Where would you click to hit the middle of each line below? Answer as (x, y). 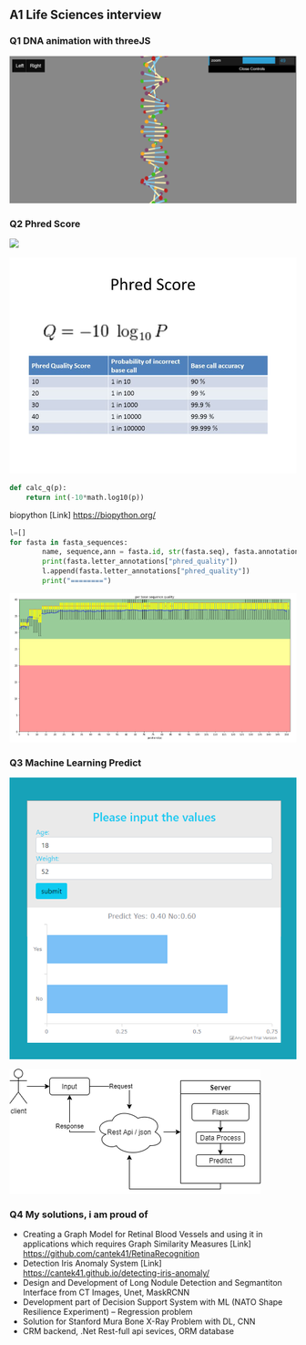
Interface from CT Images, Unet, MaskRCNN (106, 1293)
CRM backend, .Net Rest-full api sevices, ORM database (128, 1331)
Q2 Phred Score (45, 224)
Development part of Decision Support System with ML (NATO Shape (153, 1302)
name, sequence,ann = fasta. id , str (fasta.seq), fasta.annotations (173, 552)
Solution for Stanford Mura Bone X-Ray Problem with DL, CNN (139, 1321)
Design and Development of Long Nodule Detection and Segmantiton (152, 1283)
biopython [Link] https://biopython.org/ (83, 515)
